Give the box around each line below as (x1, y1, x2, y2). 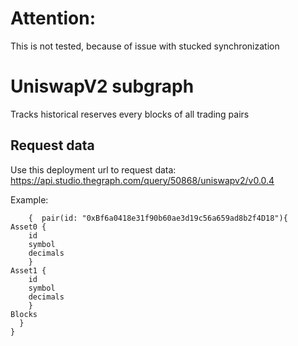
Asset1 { (10, 265, 47, 276)
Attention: (10, 7, 96, 30)
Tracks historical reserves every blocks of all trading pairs (10, 108, 250, 120)
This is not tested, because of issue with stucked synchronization (10, 40, 280, 52)
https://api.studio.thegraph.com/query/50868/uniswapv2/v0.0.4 (10, 174, 275, 186)
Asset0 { (10, 222, 47, 232)
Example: (10, 193, 49, 206)
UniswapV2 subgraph (10, 75, 195, 98)
